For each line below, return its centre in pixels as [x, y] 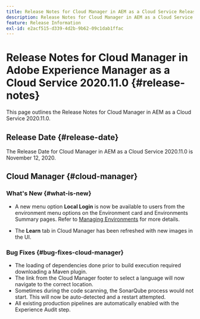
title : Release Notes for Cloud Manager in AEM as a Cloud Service [92, 12]
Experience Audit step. [43, 309]
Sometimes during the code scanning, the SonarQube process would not [104, 290]
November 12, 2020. [31, 158]
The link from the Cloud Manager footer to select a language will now [99, 278]
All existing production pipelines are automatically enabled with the [97, 303]
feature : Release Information [44, 23]
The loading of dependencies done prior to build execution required [98, 265]
